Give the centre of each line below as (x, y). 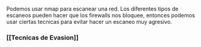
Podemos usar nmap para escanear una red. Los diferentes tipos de (93, 9)
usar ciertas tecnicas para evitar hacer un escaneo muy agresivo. (89, 22)
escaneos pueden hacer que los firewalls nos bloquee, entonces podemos (101, 15)
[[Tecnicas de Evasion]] (42, 37)
